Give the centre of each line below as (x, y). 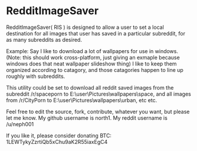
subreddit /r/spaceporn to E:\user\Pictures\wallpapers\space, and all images (99, 94)
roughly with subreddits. (36, 76)
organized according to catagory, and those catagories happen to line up (95, 70)
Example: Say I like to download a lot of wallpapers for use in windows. (92, 51)
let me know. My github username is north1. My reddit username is (87, 118)
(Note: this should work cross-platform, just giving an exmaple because (93, 57)
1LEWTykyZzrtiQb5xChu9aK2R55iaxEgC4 (57, 142)
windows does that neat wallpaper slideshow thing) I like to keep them (91, 64)
